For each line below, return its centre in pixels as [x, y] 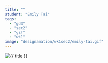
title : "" [15, 10]
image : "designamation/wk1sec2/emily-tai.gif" [54, 42]
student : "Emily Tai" [28, 14]
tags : [11, 19]
